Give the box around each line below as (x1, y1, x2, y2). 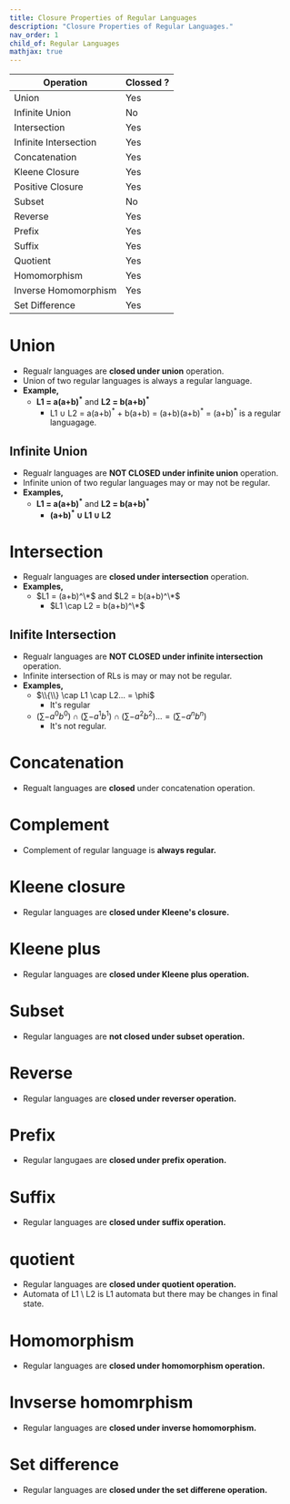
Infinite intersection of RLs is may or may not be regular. (22, 671, 233, 682)
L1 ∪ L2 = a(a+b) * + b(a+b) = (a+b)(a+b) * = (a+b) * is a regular (49, 406, 282, 418)
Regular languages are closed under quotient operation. (22, 1279, 236, 1290)
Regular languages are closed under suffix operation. (22, 1217, 226, 1228)
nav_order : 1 (9, 30, 59, 39)
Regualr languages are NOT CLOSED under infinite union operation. (22, 468, 279, 479)
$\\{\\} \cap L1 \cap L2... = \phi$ (35, 690, 155, 701)
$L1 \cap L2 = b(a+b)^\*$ (49, 601, 145, 612)
